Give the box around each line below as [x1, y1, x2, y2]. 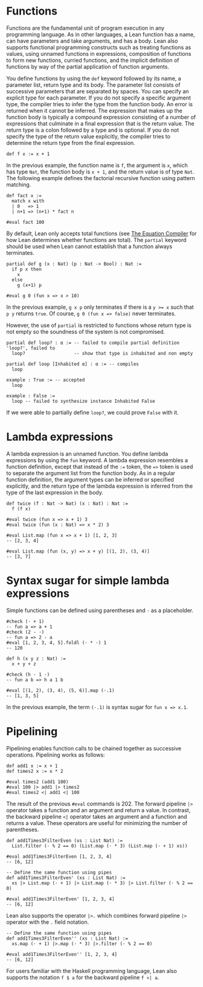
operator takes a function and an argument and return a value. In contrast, [6, 806, 191, 814]
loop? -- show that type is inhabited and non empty [11, 350, 193, 356]
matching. [6, 181, 31, 188]
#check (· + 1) [6, 618, 45, 624]
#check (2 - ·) [6, 629, 45, 635]
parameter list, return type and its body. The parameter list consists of [6, 81, 181, 89]
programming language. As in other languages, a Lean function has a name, [6, 30, 195, 38]
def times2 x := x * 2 [6, 768, 63, 774]
